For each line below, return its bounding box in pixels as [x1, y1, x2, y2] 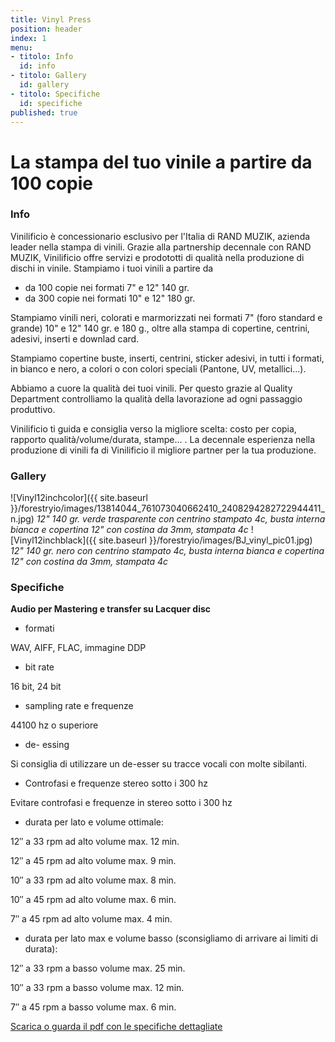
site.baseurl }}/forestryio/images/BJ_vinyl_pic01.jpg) [98, 534, 313, 546]
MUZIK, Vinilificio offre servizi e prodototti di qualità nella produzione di [10, 251, 305, 263]
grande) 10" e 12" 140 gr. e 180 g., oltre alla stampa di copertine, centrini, [10, 322, 310, 334]
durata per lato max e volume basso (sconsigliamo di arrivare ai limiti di [24, 932, 318, 945]
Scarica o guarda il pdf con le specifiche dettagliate [10, 1021, 223, 1033]
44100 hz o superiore [10, 719, 99, 731]
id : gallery [19, 80, 70, 90]
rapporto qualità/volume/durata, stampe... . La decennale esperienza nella [10, 433, 316, 445]
